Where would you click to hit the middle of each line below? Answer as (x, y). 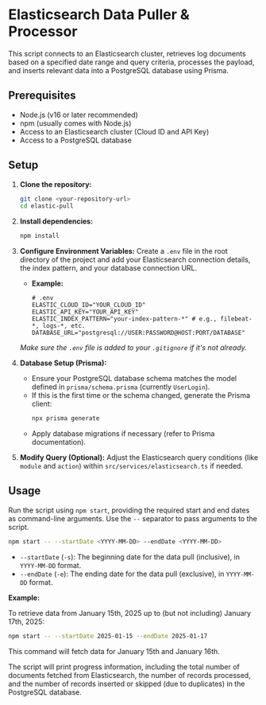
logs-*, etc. (64, 326)
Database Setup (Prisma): (63, 363)
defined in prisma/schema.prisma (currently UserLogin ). (121, 387)
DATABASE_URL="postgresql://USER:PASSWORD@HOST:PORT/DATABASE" (139, 333)
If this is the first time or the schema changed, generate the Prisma (141, 395)
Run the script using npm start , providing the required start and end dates (129, 510)
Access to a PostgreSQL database (76, 140)
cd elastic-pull (46, 206)
